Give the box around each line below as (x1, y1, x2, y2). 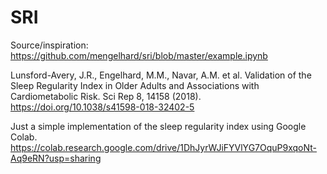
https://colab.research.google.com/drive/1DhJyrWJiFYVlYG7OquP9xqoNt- (10, 141, 317, 153)
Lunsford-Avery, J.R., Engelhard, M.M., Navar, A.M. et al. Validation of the (10, 69, 312, 81)
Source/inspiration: (10, 39, 89, 51)
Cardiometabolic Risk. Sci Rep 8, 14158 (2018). (10, 90, 202, 102)
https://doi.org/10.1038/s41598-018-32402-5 (10, 101, 195, 113)
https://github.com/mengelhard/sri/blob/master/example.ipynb (10, 49, 268, 61)
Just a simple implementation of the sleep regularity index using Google (10, 120, 307, 132)
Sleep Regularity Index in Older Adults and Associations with (10, 79, 260, 91)
